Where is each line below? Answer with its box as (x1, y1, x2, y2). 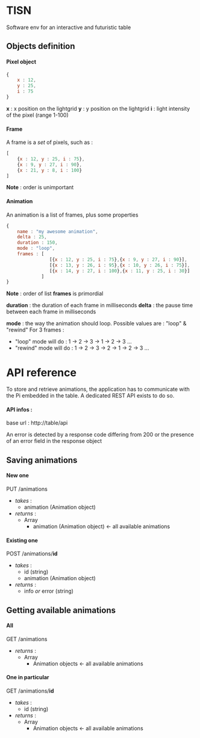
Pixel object (6, 58, 37, 65)
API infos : (6, 406, 33, 413)
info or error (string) (23, 587, 74, 595)
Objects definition (6, 41, 75, 51)
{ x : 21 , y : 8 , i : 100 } (17, 167, 83, 173)
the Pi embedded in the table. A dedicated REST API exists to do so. (6, 392, 175, 399)
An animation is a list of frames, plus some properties (6, 211, 139, 218)
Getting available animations (6, 605, 116, 615)
